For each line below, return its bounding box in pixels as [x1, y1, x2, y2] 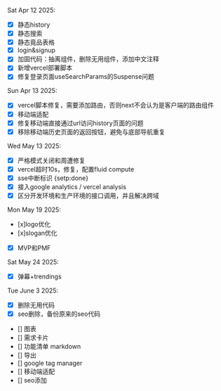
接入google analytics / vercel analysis [17, 182, 126, 191]
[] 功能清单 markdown [17, 342, 81, 351]
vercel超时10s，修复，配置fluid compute [17, 165, 135, 173]
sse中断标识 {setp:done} [17, 174, 89, 182]
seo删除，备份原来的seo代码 [17, 309, 100, 319]
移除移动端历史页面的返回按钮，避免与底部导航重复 [17, 127, 166, 136]
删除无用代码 [17, 301, 55, 309]
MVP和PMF [17, 244, 51, 252]
